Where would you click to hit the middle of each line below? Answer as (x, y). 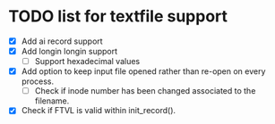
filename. (52, 101)
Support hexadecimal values (87, 62)
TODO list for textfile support (118, 17)
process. (38, 81)
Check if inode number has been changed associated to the (145, 91)
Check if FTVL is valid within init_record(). (99, 111)
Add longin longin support (69, 51)
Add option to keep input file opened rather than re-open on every (143, 71)
